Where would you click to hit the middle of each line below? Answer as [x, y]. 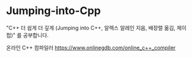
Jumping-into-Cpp [53, 11]
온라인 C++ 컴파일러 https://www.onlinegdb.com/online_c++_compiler [91, 48]
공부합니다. [36, 35]
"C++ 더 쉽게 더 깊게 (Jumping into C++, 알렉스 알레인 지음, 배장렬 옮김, [91, 28]
